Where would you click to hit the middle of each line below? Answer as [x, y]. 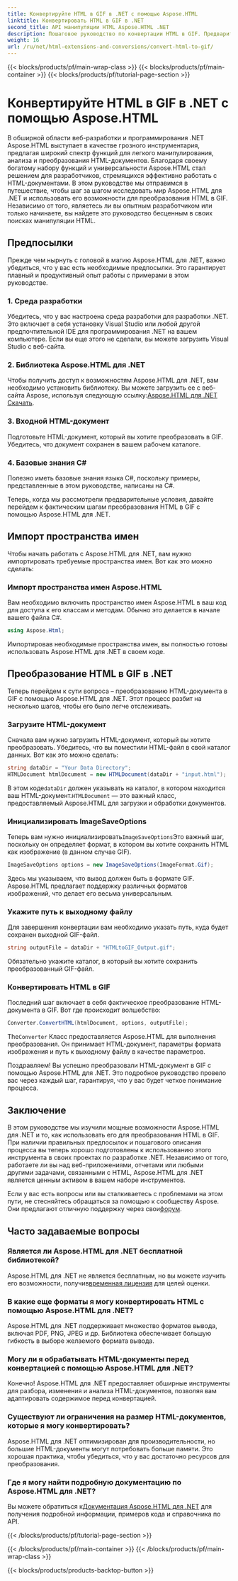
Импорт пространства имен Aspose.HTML [85, 587]
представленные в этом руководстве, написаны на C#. [91, 485]
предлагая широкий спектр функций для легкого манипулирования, [110, 152]
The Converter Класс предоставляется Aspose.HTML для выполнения [112, 1037]
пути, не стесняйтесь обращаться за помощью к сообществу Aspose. [113, 1201]
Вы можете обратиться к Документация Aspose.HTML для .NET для [110, 1506]
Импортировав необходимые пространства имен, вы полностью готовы [118, 644]
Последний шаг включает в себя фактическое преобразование [103, 1003]
